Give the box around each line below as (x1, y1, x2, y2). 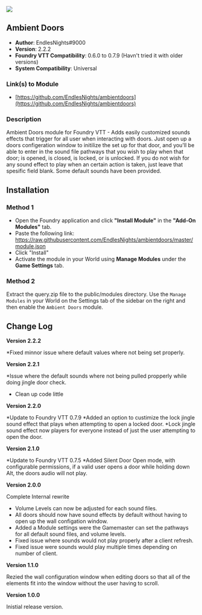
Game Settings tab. (14, 262, 65, 269)
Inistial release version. (6, 603, 63, 611)
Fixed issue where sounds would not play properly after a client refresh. (14, 537, 194, 544)
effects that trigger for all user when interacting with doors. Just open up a (6, 135, 192, 142)
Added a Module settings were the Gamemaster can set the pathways (14, 524, 189, 531)
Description (6, 115, 42, 123)
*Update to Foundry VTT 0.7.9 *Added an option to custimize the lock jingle (6, 414, 195, 421)
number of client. (14, 550, 58, 557)
